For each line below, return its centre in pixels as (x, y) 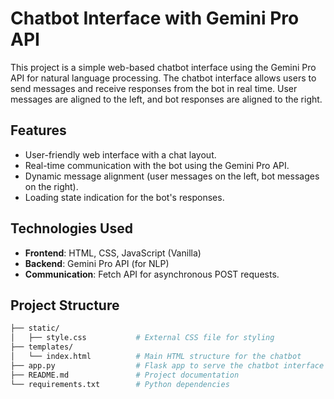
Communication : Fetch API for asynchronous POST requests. (152, 274)
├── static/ (35, 328)
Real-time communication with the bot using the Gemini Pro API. (157, 165)
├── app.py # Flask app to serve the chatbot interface (167, 365)
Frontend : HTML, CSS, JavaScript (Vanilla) (113, 253)
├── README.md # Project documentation (125, 375)
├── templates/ (42, 347)
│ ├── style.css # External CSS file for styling (142, 338)
